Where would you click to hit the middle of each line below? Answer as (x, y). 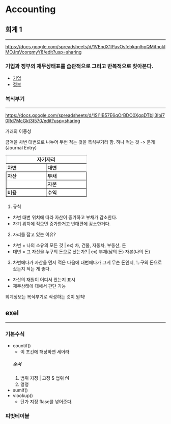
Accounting (31, 9)
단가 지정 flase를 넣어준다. (46, 401)
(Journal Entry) (21, 147)
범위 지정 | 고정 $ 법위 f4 (45, 378)
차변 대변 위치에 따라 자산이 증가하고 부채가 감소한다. (65, 217)
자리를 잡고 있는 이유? (34, 234)
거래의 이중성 (18, 131)
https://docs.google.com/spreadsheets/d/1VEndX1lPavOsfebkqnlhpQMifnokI (85, 47)
